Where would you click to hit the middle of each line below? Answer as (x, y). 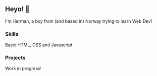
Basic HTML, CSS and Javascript (39, 45)
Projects (15, 58)
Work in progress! (23, 69)
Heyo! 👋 (17, 9)
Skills (12, 34)
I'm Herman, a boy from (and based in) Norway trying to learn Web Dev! (78, 21)
